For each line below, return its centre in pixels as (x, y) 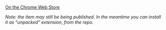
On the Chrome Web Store (32, 7)
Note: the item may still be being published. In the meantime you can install (83, 17)
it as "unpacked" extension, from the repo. (50, 22)
